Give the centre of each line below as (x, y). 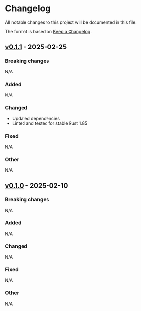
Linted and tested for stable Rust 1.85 (50, 123)
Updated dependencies (36, 119)
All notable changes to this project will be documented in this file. (71, 22)
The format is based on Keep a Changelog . (48, 31)
